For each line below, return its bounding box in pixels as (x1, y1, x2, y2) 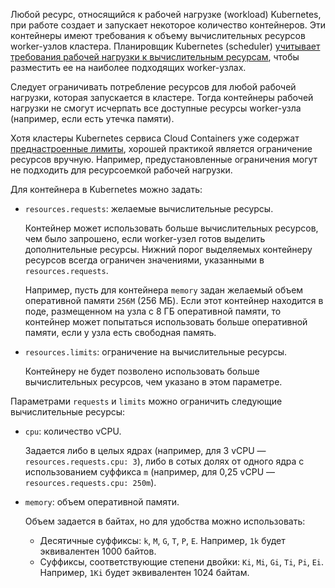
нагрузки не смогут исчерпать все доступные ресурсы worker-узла (10, 102, 302, 114)
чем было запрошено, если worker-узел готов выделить (24, 233, 266, 244)
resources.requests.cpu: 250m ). (24, 477, 157, 488)
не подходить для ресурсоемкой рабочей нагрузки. (10, 164, 233, 176)
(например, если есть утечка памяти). (10, 113, 175, 124)
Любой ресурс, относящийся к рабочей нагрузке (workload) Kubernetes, (10, 9, 322, 20)
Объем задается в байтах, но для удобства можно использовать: (24, 515, 306, 527)
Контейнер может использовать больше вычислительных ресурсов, (24, 222, 319, 234)
